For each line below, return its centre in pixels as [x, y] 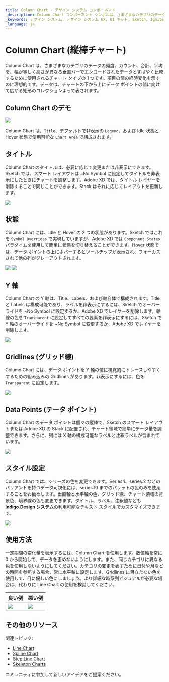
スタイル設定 [25, 469]
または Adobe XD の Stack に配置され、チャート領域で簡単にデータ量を [83, 429]
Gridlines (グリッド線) [39, 357]
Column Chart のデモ [38, 108]
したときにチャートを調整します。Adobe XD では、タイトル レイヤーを [87, 180]
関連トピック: [19, 638]
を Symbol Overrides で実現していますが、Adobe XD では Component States [83, 239]
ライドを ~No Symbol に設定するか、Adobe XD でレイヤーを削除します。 [81, 311]
